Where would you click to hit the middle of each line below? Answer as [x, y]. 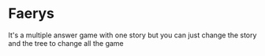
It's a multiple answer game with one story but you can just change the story [132, 35]
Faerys [32, 14]
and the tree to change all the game [66, 43]
